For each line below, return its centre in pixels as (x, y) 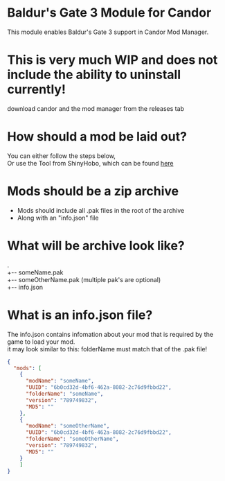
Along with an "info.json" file (58, 218)
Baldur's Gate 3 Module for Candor (109, 13)
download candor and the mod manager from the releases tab (96, 108)
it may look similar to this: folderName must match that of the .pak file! (107, 349)
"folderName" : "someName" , (64, 394)
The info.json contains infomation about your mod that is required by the (110, 334)
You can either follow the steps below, (62, 156)
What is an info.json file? (80, 315)
